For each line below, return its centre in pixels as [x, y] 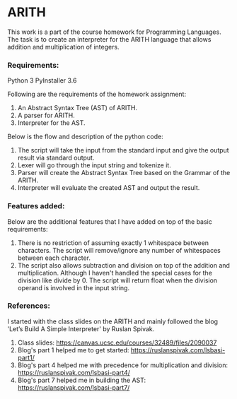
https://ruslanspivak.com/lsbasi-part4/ [74, 372]
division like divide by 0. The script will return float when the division [117, 280]
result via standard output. [56, 158]
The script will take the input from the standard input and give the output [123, 150]
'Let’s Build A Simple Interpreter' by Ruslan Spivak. [81, 328]
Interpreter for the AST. [52, 123]
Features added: [36, 206]
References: [29, 306]
